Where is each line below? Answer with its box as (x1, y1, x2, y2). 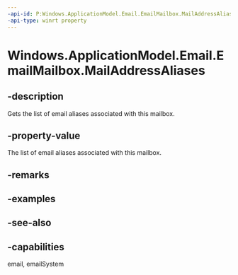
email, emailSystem (7, 259, 64, 269)
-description (7, 90, 64, 103)
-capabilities (7, 241, 65, 253)
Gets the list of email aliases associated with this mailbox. (7, 109, 175, 117)
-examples (7, 193, 56, 205)
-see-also (7, 217, 52, 229)
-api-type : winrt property (7, 17, 87, 24)
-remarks (7, 169, 50, 181)
